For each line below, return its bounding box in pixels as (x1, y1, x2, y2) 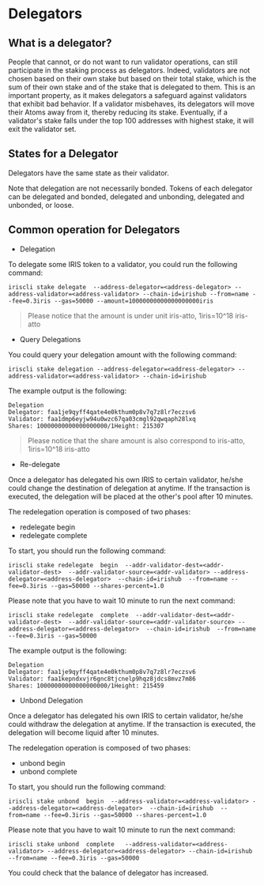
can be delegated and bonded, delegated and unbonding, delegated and (8, 191, 245, 201)
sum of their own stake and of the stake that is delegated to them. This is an (8, 82, 255, 92)
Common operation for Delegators (8, 223, 180, 237)
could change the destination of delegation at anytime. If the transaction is (8, 483, 251, 492)
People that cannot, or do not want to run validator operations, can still (8, 57, 239, 66)
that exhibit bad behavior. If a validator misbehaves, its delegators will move (8, 100, 255, 108)
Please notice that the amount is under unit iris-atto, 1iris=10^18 (27, 311, 234, 320)
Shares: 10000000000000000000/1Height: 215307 (8, 422, 164, 430)
